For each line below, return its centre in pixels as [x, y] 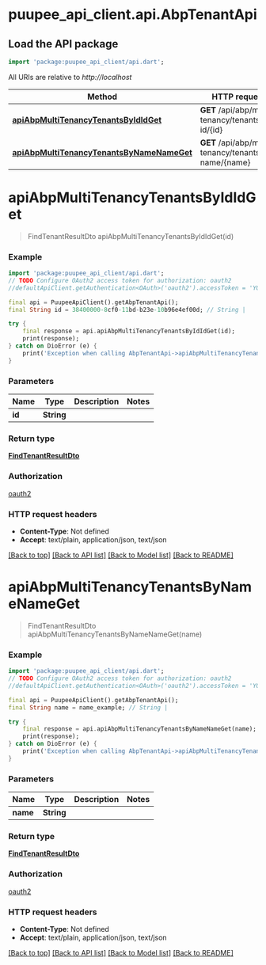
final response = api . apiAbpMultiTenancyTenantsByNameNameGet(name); [140, 729]
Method [102, 97]
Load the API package [63, 44]
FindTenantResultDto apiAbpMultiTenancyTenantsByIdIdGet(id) [131, 236]
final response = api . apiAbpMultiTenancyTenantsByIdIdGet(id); [129, 331]
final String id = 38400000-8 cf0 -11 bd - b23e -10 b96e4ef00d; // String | [127, 310]
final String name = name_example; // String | [88, 707]
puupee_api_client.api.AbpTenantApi [133, 15]
